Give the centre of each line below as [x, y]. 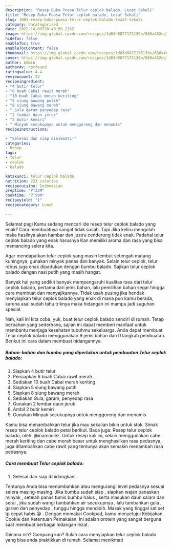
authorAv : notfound [26, 67]
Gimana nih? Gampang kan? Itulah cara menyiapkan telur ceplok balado [81, 534]
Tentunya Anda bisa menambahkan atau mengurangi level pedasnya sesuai [85, 486]
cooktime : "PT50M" [25, 195]
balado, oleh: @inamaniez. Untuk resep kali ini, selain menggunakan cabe [83, 435]
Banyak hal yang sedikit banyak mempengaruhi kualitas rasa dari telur [79, 282]
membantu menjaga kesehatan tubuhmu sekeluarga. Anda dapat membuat [84, 330]
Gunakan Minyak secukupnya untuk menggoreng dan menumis [79, 414]
